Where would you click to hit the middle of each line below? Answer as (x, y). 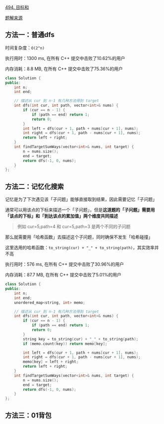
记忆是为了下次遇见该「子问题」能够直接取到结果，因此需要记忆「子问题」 (81, 199)
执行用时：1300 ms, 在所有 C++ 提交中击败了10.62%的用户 (65, 58)
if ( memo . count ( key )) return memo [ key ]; (65, 344)
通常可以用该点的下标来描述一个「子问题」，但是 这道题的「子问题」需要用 (80, 210)
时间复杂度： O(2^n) (25, 47)
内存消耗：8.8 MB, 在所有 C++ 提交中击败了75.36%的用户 (64, 69)
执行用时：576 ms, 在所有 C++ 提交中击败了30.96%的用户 (65, 264)
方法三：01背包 (28, 415)
